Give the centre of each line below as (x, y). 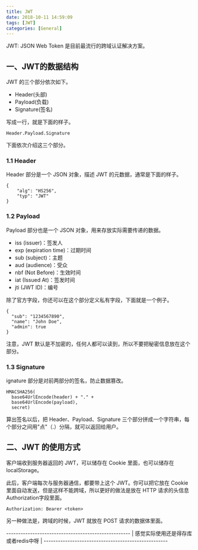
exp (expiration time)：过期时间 (53, 250)
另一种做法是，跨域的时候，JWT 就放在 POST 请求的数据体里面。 (86, 520)
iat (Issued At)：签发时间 (45, 279)
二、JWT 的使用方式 (44, 447)
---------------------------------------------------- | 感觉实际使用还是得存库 (99, 533)
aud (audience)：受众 (41, 265)
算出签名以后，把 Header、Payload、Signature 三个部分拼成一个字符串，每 (98, 419)
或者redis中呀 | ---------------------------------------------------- (87, 540)
